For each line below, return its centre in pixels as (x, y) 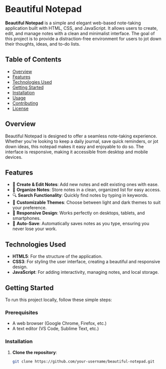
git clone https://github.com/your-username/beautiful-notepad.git (83, 361)
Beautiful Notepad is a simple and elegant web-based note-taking (73, 23)
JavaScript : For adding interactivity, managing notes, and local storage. (85, 272)
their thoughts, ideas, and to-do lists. (43, 44)
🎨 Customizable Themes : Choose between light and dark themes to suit (86, 202)
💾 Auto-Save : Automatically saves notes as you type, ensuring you (81, 224)
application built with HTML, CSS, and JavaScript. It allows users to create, (82, 28)
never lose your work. (34, 229)
